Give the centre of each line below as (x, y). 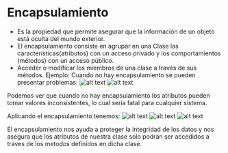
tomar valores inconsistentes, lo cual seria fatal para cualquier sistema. (107, 102)
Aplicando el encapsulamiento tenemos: (64, 116)
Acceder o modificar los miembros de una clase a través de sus (107, 68)
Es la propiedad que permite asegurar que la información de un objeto (116, 31)
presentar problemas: (47, 82)
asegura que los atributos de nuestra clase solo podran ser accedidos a (109, 136)
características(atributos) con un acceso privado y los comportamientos (119, 53)
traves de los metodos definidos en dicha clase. (75, 143)
